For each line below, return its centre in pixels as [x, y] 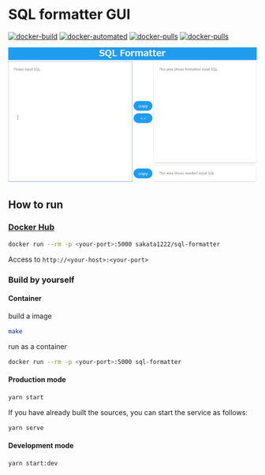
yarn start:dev [33, 463]
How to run [36, 204]
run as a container [38, 346]
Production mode [37, 380]
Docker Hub [32, 227]
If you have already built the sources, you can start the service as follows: [128, 412]
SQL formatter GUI [69, 15]
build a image [30, 316]
